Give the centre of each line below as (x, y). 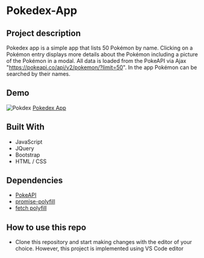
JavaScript (29, 142)
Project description (44, 33)
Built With (25, 127)
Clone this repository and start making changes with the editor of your (104, 242)
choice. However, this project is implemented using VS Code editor (99, 249)
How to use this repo (46, 227)
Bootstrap (27, 155)
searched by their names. (38, 74)
